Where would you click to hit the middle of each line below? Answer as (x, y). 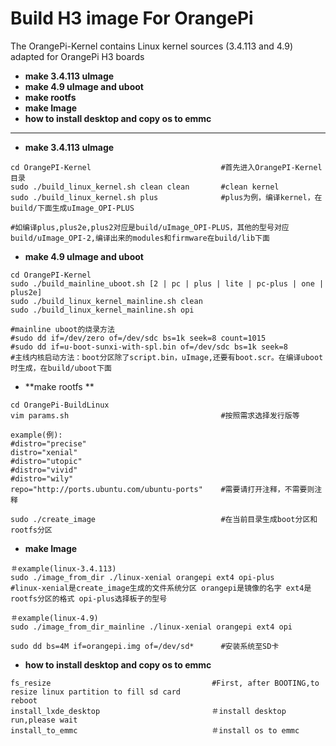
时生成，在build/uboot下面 (61, 368)
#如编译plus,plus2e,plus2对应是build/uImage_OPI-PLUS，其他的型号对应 (150, 227)
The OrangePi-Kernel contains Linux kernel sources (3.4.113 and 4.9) (152, 46)
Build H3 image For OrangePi (132, 18)
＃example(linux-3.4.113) (63, 568)
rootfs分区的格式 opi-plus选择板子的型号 (89, 598)
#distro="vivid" (44, 470)
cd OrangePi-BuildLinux (60, 405)
